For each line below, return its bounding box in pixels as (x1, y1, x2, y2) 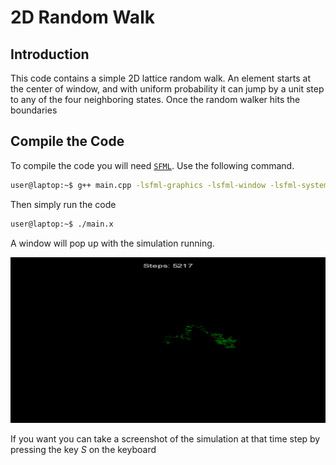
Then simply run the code (10, 198, 117, 210)
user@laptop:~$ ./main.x (10, 219, 114, 229)
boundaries (10, 104, 58, 116)
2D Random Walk (10, 6, 155, 29)
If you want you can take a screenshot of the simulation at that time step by (10, 432, 321, 445)
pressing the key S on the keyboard (10, 443, 157, 455)
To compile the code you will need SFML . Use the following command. (10, 159, 295, 171)
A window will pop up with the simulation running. (10, 237, 215, 249)
